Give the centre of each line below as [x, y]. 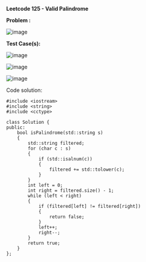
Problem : [19, 20]
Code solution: [24, 90]
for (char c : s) [49, 148]
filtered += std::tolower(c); [87, 169]
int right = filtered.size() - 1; [71, 190]
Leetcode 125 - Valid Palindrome [47, 9]
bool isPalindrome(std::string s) [60, 133]
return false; [67, 217]
